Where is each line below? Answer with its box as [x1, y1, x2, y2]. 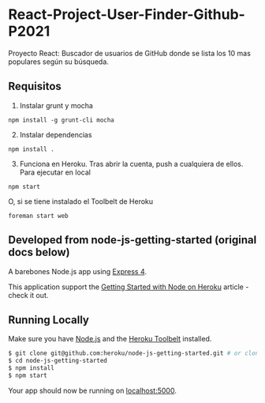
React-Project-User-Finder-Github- [8, 6, 246, 24]
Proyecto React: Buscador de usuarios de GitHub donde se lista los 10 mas [8, 48, 251, 58]
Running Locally [8, 313, 89, 326]
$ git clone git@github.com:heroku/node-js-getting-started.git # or [8, 349, 242, 357]
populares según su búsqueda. [8, 57, 109, 66]
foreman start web [8, 212, 69, 220]
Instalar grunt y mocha [19, 100, 93, 110]
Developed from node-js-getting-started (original [8, 233, 257, 247]
